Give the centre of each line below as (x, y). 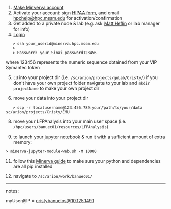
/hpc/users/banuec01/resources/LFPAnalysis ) (61, 127)
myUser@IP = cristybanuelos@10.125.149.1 (50, 201)
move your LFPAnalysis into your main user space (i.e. (70, 121)
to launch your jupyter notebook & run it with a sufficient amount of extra (89, 137)
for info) (21, 29)
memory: (23, 142)
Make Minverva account (38, 7)
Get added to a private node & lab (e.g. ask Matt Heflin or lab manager (87, 23)
